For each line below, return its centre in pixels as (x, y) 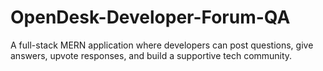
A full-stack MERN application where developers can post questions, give (162, 45)
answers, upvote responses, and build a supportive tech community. (151, 55)
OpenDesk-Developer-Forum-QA (150, 17)
